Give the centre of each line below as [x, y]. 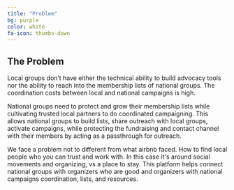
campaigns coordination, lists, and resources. [73, 179]
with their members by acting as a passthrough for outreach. [94, 136]
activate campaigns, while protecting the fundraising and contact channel [113, 129]
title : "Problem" [32, 14]
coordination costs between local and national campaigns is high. [101, 93]
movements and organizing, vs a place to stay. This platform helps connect [115, 164]
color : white [26, 26]
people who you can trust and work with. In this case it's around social [109, 157]
